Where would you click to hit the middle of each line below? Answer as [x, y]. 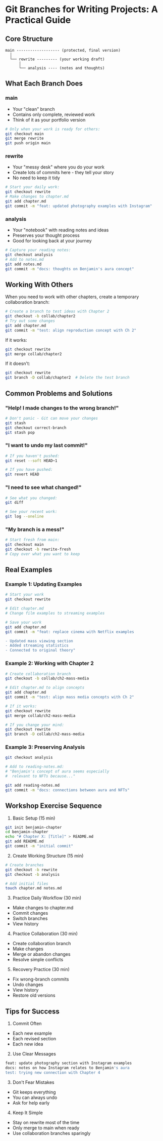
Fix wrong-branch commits [41, 979]
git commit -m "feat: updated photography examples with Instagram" [79, 206]
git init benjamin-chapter [34, 827]
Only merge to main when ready [46, 1128]
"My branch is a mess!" [35, 529]
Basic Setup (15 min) [34, 818]
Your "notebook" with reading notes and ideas [61, 230]
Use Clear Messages [34, 1054]
